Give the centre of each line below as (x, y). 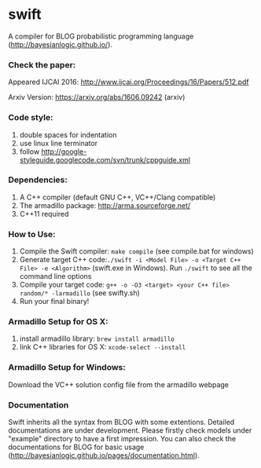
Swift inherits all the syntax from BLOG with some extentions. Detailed (121, 422)
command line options (55, 276)
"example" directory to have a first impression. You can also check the (122, 439)
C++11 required (44, 214)
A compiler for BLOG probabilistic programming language (101, 36)
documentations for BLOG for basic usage (76, 447)
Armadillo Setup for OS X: (58, 322)
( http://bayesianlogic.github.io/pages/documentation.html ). (104, 455)
